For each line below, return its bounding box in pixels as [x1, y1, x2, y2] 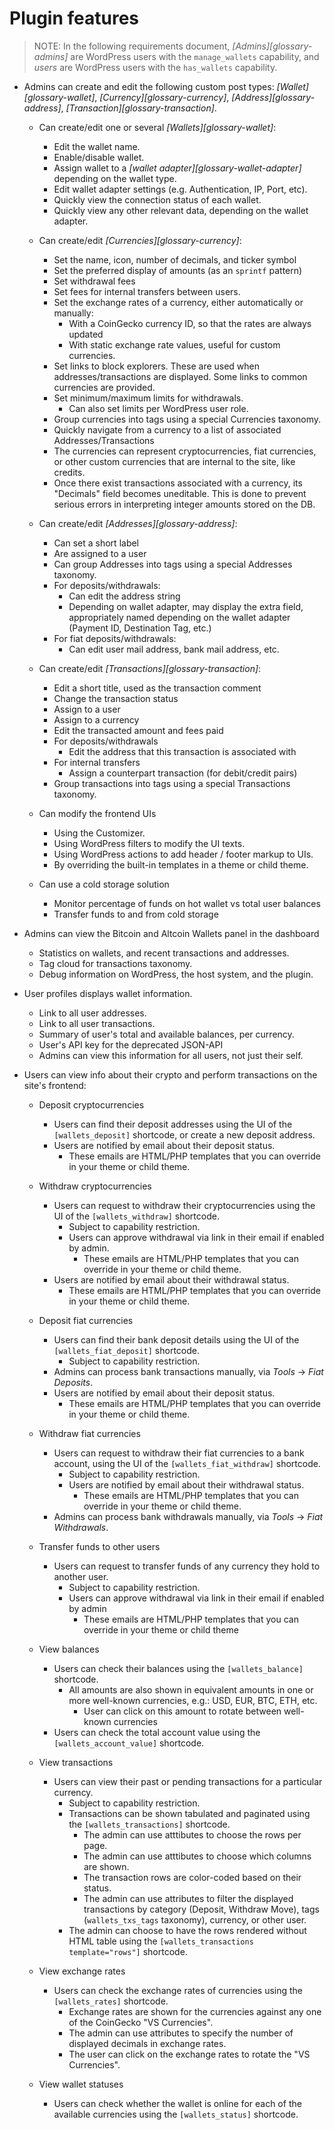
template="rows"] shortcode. [68, 1945, 188, 1957]
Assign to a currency [53, 713, 140, 726]
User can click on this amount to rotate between [83, 1705, 282, 1717]
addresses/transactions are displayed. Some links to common [53, 370, 308, 382]
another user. [53, 1570, 109, 1582]
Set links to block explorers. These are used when [53, 360, 261, 372]
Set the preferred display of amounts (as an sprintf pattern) [53, 264, 303, 276]
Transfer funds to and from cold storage [53, 908, 219, 920]
